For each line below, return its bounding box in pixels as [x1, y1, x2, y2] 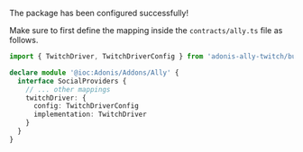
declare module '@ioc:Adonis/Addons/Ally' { [9, 67, 179, 77]
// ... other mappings [25, 85, 111, 94]
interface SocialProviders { [17, 76, 127, 85]
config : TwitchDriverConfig [32, 102, 140, 111]
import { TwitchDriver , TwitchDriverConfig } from [9, 52, 204, 61]
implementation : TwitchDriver [32, 110, 147, 120]
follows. [9, 35, 39, 45]
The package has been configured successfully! [9, 8, 189, 18]
